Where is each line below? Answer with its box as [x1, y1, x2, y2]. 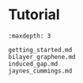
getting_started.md [8, 45, 73, 53]
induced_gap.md [8, 60, 58, 68]
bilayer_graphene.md [8, 53, 77, 61]
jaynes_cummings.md [8, 66, 73, 75]
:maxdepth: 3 [8, 32, 51, 40]
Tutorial [8, 6, 61, 24]
